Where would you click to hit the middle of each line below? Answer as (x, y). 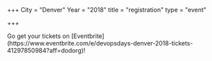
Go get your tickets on (38, 36)
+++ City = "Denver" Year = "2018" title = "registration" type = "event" (107, 10)
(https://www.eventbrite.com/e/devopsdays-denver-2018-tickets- (100, 43)
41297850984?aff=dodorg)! (46, 50)
